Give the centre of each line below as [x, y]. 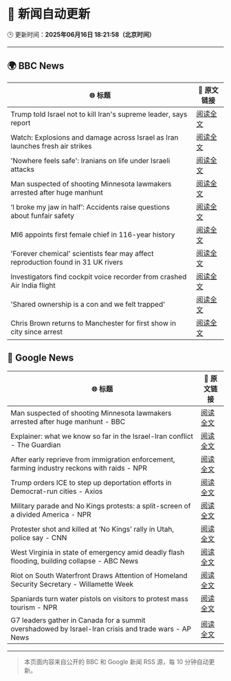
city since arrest [37, 332]
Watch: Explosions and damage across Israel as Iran [95, 137]
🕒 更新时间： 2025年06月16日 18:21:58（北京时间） [81, 34]
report [21, 122]
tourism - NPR [34, 607]
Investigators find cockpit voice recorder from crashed [99, 277]
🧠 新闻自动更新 [49, 14]
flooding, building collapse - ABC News [75, 561]
